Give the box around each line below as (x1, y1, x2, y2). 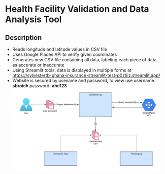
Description (5, 33, 42, 42)
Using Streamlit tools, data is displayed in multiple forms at (12, 67, 132, 73)
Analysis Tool (5, 14, 62, 25)
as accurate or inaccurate (12, 62, 65, 68)
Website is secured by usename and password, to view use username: (12, 77, 156, 83)
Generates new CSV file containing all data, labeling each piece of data (12, 57, 157, 62)
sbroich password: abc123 (12, 83, 67, 89)
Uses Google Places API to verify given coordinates (12, 51, 117, 57)
